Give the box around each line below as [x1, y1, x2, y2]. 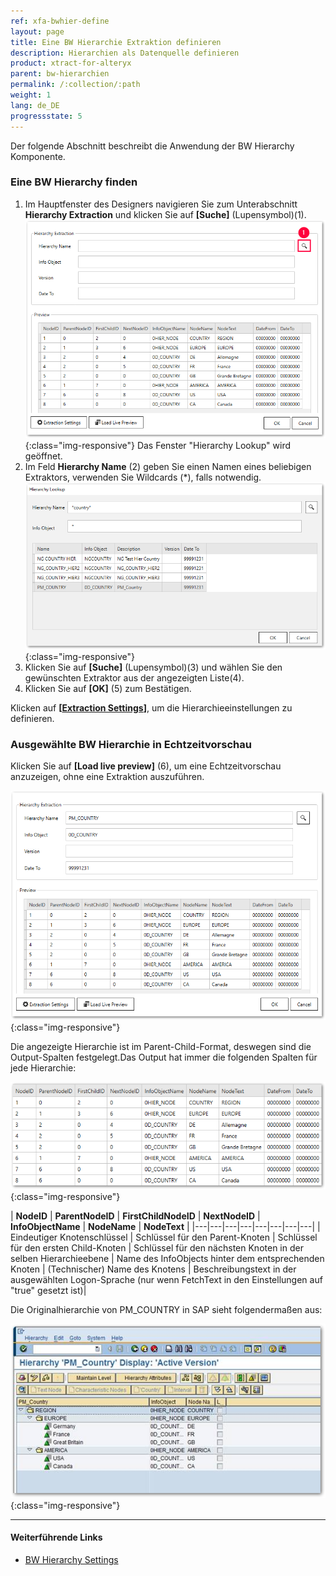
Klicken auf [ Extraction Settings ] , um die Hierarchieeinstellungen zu [10, 701, 293, 714]
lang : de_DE [10, 100, 60, 110]
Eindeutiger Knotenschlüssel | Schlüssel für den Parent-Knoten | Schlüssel [10, 1231, 318, 1244]
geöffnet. [24, 450, 63, 462]
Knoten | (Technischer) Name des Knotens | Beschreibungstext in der [10, 1263, 297, 1275]
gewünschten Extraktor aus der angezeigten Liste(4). [24, 671, 245, 684]
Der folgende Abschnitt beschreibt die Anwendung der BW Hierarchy [10, 140, 295, 152]
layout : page [10, 26, 65, 37]
